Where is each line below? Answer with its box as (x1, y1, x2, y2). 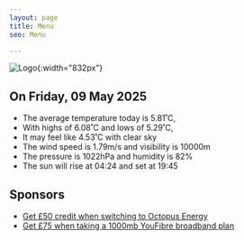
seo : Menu (9, 30, 47, 39)
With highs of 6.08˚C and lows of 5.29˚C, (22, 123, 174, 134)
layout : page (9, 13, 59, 23)
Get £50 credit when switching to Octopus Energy (22, 211, 209, 221)
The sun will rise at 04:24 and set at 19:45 (22, 161, 178, 171)
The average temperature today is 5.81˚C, (22, 113, 176, 124)
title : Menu (9, 22, 54, 31)
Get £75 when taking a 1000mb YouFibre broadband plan (22, 220, 235, 231)
